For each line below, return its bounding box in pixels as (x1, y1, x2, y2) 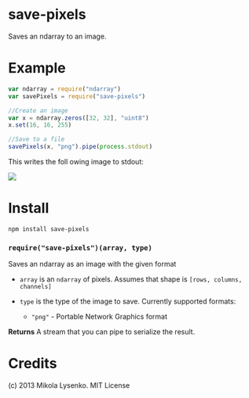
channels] (19, 283, 53, 291)
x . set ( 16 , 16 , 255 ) (8, 121, 72, 129)
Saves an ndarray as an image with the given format (8, 260, 177, 269)
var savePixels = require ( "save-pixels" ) (8, 92, 146, 100)
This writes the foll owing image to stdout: (8, 157, 144, 166)
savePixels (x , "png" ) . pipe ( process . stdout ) (8, 143, 153, 151)
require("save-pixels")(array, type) (8, 243, 153, 252)
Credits (8, 355, 57, 373)
